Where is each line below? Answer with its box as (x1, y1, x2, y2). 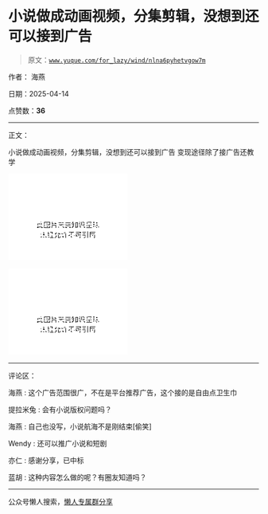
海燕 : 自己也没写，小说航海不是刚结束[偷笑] (8, 422, 153, 431)
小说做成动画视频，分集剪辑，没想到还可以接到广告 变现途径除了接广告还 (8, 147, 247, 156)
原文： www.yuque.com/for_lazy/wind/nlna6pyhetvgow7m (27, 55, 206, 65)
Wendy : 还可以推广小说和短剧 (8, 438, 107, 448)
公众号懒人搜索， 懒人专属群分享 (8, 496, 113, 506)
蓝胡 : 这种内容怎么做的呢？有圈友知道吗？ (8, 472, 147, 482)
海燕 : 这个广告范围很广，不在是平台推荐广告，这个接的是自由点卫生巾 (8, 387, 237, 397)
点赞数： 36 (8, 105, 46, 116)
